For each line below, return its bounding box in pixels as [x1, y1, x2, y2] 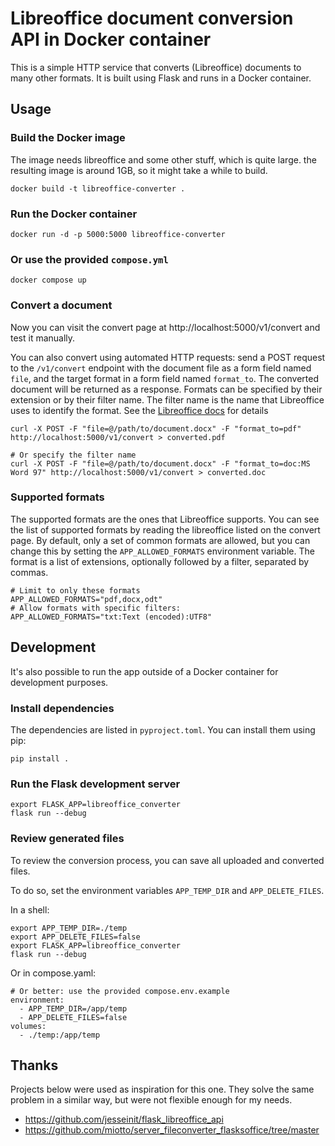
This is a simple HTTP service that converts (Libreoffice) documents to [10, 61, 302, 73]
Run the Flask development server [10, 777, 181, 791]
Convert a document [10, 298, 113, 312]
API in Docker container [10, 28, 212, 51]
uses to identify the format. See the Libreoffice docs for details [10, 404, 269, 416]
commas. [10, 566, 49, 578]
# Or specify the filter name [10, 450, 137, 460]
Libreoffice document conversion [10, 7, 294, 30]
